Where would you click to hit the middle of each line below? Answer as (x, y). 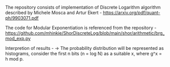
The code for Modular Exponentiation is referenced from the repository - (81, 28)
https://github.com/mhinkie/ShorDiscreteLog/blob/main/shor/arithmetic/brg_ (85, 33)
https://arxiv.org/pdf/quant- (132, 13)
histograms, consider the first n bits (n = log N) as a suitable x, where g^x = (83, 53)
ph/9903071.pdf (22, 18)
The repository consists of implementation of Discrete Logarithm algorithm (83, 7)
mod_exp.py (18, 38)
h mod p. (14, 59)
